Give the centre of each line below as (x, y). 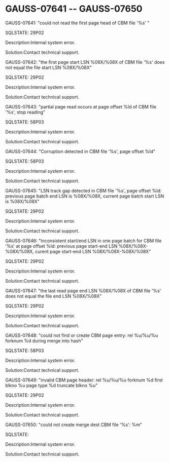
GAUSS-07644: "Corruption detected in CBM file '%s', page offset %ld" (80, 151)
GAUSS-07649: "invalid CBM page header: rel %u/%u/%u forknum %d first (84, 380)
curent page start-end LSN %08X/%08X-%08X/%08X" (93, 251)
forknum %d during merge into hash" (44, 340)
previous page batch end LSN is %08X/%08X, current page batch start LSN (84, 196)
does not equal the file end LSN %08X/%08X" (54, 296)
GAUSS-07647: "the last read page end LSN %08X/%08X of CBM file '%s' (83, 291)
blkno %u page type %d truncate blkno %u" (52, 385)
